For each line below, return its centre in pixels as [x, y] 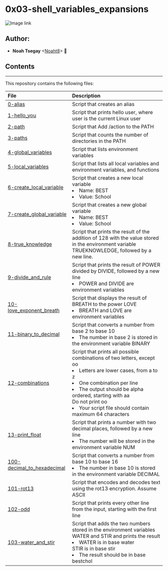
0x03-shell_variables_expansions [77, 9]
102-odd [19, 509]
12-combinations [28, 382]
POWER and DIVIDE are [106, 283]
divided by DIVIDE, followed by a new [116, 271]
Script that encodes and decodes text [116, 482]
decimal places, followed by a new [112, 428]
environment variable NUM [103, 447]
